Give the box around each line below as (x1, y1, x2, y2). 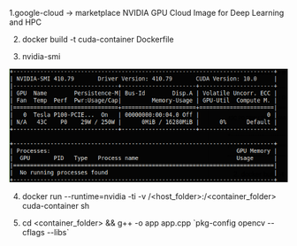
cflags (21, 227, 46, 237)
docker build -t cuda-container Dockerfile (21, 35, 174, 44)
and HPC (9, 17, 42, 27)
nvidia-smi (21, 51, 61, 61)
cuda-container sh (21, 200, 90, 211)
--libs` (47, 227, 70, 237)
